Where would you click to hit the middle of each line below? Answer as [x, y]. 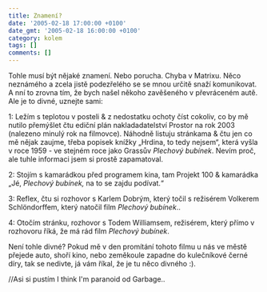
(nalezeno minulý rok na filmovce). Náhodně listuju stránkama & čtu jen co [131, 134]
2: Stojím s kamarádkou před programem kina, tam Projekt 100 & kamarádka [133, 174]
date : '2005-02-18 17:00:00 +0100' [68, 23]
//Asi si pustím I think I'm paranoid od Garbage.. [87, 279]
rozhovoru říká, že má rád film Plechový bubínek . [89, 231]
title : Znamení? [35, 16]
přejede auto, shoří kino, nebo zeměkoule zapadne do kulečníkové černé [128, 255]
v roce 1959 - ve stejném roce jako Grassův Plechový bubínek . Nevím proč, [132, 150]
